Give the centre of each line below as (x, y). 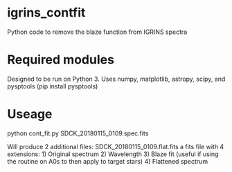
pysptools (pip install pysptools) (53, 86)
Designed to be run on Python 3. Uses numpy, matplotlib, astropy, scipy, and (116, 79)
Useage (30, 114)
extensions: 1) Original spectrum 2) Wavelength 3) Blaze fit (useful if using (113, 154)
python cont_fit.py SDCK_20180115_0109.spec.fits (78, 133)
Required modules (61, 60)
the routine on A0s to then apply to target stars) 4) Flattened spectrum (108, 161)
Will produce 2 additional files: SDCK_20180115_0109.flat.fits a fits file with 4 (116, 146)
